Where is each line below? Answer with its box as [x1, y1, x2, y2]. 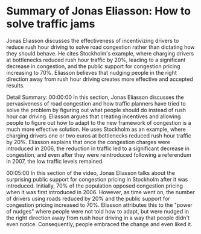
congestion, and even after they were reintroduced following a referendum [6, 151, 191, 158]
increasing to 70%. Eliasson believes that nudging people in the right [6, 69, 177, 76]
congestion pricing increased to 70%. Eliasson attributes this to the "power [6, 201, 193, 209]
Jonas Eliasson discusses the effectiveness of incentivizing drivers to [6, 37, 179, 44]
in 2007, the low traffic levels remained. [6, 157, 104, 165]
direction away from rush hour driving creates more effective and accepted [6, 75, 193, 83]
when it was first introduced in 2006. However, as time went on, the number [6, 188, 195, 195]
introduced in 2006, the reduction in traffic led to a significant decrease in [6, 145, 190, 152]
